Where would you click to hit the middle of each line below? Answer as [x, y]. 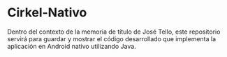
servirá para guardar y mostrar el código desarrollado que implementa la [112, 38]
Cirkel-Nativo [47, 13]
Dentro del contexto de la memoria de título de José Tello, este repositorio [114, 32]
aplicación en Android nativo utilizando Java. [72, 46]
